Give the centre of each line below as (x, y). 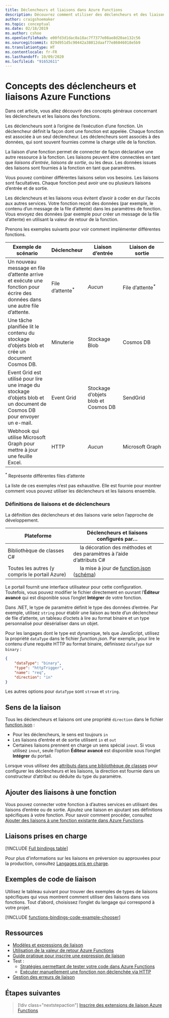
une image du (24, 385)
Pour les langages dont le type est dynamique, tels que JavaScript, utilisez (82, 633)
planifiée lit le (23, 327)
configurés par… (117, 539)
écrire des (20, 294)
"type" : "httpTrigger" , (39, 668)
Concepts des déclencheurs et (71, 86)
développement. (22, 520)
